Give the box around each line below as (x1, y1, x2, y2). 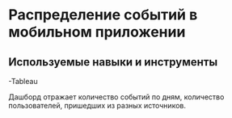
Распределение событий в (8, 6, 198, 24)
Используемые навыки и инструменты (8, 55, 218, 69)
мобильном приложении (8, 23, 186, 41)
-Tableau (8, 77, 38, 86)
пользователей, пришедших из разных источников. (8, 101, 186, 110)
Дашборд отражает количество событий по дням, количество (8, 92, 225, 102)
